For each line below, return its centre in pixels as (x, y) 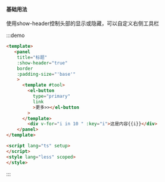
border (25, 69)
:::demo (15, 35)
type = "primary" (51, 96)
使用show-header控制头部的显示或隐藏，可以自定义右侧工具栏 (83, 23)
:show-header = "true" (42, 63)
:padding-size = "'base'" (46, 74)
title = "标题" (32, 57)
